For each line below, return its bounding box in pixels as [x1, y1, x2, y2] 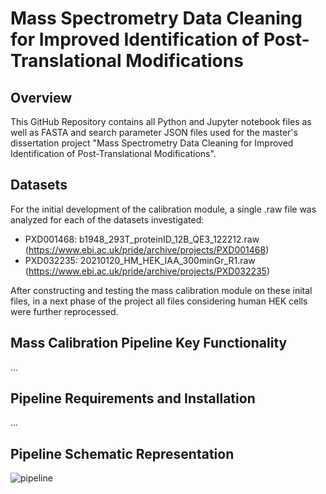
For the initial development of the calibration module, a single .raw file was [10, 203, 317, 215]
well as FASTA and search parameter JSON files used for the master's [10, 127, 298, 138]
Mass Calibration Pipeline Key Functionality [10, 335, 288, 352]
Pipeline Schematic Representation [10, 445, 235, 462]
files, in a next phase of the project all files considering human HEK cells [10, 295, 308, 307]
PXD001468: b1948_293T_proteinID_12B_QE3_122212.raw [24, 233, 260, 245]
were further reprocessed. [10, 305, 119, 317]
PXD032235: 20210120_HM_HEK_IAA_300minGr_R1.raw [24, 254, 256, 266]
